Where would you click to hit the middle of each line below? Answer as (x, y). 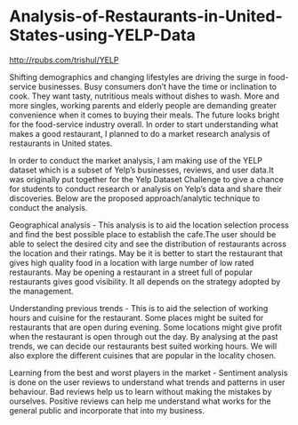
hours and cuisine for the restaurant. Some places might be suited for (137, 317)
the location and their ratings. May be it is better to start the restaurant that (146, 253)
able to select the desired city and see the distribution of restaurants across (148, 244)
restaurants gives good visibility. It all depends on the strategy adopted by (145, 281)
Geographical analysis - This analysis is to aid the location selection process (149, 225)
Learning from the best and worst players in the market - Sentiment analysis (149, 373)
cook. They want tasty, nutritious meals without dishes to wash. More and (145, 96)
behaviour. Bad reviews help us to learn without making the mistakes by (141, 391)
